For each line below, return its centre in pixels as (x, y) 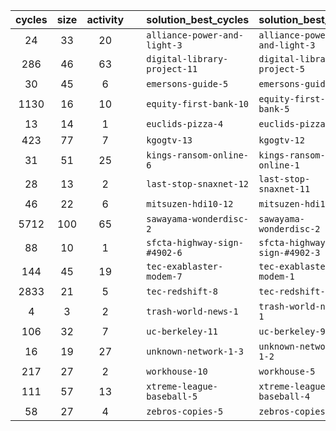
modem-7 (164, 276)
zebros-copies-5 (185, 411)
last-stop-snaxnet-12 (198, 184)
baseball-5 (172, 396)
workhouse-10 (177, 371)
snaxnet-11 (284, 189)
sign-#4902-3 (289, 252)
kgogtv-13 (169, 140)
